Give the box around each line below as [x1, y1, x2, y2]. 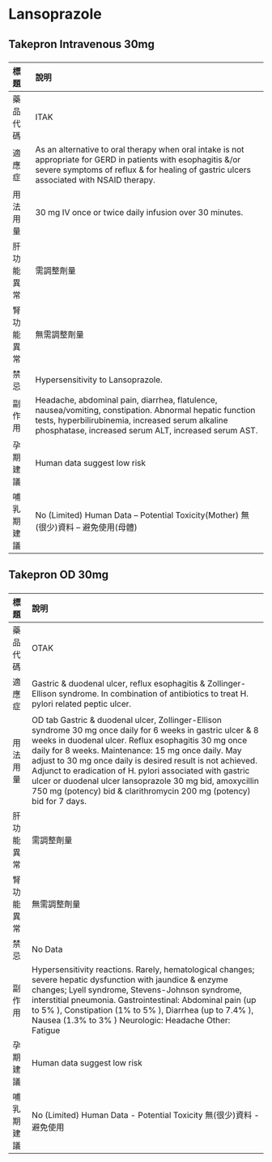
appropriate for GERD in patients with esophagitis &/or [35, 153, 241, 165]
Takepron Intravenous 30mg [8, 37, 155, 51]
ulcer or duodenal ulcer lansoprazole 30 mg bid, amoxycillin [32, 775, 259, 786]
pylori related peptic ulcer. [32, 698, 132, 709]
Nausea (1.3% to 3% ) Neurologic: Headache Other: [32, 1014, 231, 1026]
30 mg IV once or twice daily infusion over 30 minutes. [35, 206, 244, 217]
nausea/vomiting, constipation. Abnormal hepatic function [35, 404, 256, 415]
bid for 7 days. [32, 795, 87, 807]
